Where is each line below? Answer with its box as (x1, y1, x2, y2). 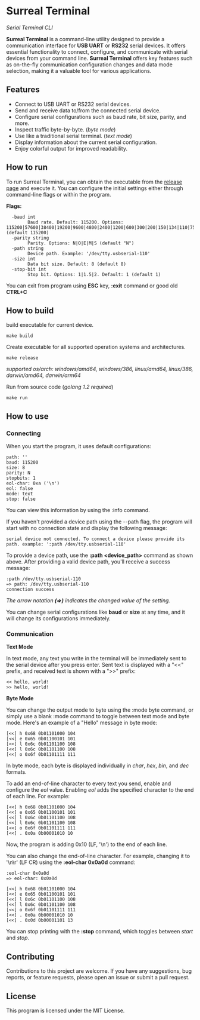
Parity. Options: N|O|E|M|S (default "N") (27, 240, 135, 246)
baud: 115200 (6, 460, 39, 465)
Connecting (6, 429, 41, 437)
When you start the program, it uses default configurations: (6, 443, 152, 450)
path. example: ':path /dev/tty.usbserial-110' (6, 541, 127, 547)
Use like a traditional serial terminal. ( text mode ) (14, 132, 133, 139)
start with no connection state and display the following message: (6, 525, 168, 532)
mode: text (6, 491, 33, 497)
